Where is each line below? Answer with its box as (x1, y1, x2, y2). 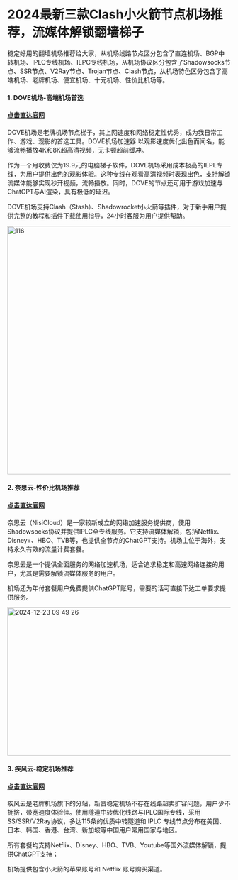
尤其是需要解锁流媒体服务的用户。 (19, 568, 119, 577)
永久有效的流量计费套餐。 (13, 544, 89, 554)
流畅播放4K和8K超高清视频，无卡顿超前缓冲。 (13, 145, 148, 154)
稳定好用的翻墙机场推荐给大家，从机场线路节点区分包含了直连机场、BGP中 (7, 49, 225, 57)
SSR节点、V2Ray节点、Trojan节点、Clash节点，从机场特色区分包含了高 (19, 67, 228, 75)
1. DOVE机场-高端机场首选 (7, 93, 84, 101)
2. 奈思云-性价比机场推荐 (7, 483, 80, 492)
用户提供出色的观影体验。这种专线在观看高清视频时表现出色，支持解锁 (25, 170, 231, 178)
